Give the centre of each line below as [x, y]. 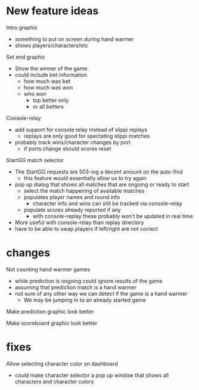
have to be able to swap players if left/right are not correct [86, 228]
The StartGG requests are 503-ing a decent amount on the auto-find [99, 172]
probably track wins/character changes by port [73, 142]
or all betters [48, 106]
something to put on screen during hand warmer [74, 39]
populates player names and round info [72, 197]
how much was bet [47, 81]
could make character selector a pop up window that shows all [91, 375]
